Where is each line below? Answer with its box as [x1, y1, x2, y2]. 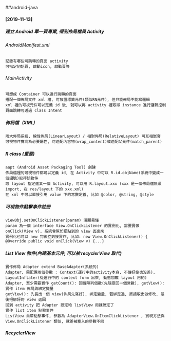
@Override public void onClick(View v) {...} [5, 239, 104, 244]
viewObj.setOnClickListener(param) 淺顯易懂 [5, 218, 99, 223]
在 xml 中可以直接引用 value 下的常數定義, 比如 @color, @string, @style [5, 192, 154, 197]
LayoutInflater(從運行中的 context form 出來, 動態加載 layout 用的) [5, 275, 147, 280]
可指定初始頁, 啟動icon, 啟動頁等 [5, 64, 70, 69]
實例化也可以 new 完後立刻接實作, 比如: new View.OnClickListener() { [5, 234, 148, 239]
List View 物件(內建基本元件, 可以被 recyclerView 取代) [5, 250, 122, 256]
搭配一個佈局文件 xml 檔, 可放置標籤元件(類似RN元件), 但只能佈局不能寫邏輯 [5, 97, 150, 102]
